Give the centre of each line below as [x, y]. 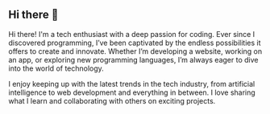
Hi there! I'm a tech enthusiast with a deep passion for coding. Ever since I [132, 34]
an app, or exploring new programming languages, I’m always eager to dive [133, 59]
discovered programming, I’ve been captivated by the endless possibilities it [135, 43]
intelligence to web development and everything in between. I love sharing [132, 92]
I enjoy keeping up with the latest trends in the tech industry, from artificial [132, 83]
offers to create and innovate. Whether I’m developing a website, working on [135, 51]
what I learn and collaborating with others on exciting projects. [112, 100]
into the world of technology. [56, 68]
